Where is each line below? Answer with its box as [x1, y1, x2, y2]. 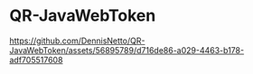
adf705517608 [9, 54, 63, 65]
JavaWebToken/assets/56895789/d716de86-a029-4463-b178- [9, 44, 245, 55]
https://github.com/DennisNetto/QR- [9, 35, 145, 46]
